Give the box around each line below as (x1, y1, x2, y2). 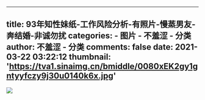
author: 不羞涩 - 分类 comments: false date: (6, 42, 174, 52)
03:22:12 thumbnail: (32, 52, 111, 62)
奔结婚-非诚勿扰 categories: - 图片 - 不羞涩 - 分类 (6, 31, 192, 41)
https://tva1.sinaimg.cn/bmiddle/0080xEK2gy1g (9, 61, 198, 72)
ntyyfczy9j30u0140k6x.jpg (6, 71, 114, 81)
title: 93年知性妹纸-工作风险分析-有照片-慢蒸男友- (6, 19, 196, 30)
